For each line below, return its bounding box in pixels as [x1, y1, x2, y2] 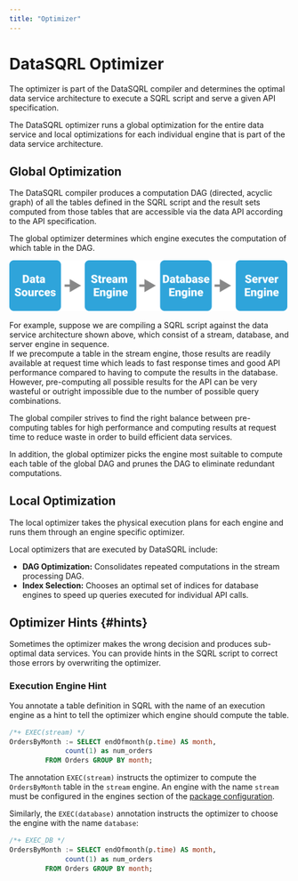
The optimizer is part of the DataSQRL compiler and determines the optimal [9, 83, 286, 93]
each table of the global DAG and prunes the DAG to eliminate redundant [9, 458, 276, 469]
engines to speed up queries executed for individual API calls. [21, 589, 249, 600]
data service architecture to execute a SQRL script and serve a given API [9, 93, 276, 103]
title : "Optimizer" [9, 14, 82, 23]
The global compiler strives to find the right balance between [9, 412, 233, 423]
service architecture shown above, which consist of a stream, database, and [9, 329, 289, 340]
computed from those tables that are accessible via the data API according [9, 206, 283, 217]
